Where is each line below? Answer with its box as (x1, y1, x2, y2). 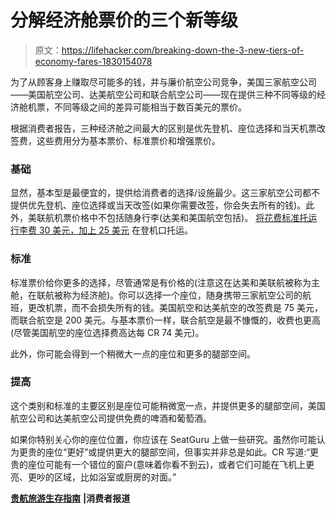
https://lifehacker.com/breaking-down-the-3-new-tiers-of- (61, 44, 305, 56)
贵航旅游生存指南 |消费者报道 (10, 492, 131, 504)
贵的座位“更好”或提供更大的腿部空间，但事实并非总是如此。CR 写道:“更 (27, 446, 320, 458)
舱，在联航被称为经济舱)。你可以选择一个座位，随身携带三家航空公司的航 (10, 289, 312, 301)
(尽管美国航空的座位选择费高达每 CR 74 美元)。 (10, 326, 205, 338)
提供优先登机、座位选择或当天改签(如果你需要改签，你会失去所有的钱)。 (10, 199, 307, 211)
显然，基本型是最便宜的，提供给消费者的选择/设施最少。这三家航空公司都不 (10, 187, 321, 199)
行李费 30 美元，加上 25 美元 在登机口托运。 (10, 224, 194, 236)
